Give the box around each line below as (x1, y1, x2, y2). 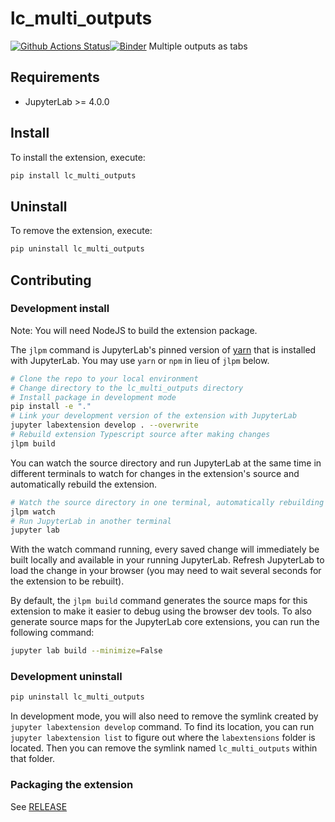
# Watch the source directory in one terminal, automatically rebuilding (10, 497, 325, 507)
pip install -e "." (10, 402, 92, 412)
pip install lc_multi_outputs (10, 170, 137, 181)
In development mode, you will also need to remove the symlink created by (10, 710, 319, 722)
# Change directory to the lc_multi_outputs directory (10, 383, 244, 393)
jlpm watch (10, 507, 56, 517)
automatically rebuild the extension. (10, 478, 158, 490)
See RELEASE (10, 800, 68, 812)
